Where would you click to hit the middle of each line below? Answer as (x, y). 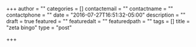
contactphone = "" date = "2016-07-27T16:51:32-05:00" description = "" (96, 15)
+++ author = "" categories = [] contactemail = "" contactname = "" (90, 9)
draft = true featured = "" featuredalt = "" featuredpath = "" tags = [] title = (98, 21)
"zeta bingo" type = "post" (39, 27)
